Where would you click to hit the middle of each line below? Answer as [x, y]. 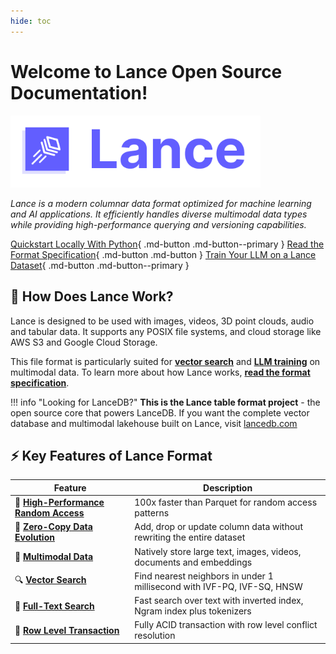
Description [228, 487]
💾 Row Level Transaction [67, 630]
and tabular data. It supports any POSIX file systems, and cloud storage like [166, 331]
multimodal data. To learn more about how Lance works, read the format [160, 372]
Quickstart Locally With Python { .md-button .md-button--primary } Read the [167, 244]
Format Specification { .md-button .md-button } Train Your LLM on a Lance [163, 254]
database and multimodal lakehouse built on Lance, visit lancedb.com [154, 423]
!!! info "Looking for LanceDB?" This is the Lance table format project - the [165, 402]
